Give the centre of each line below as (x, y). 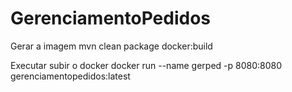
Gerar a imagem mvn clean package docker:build (111, 46)
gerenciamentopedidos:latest (70, 76)
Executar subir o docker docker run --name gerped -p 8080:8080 (146, 65)
